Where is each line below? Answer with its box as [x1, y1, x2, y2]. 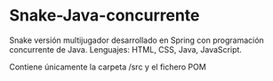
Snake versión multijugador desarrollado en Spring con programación [9, 35, 264, 45]
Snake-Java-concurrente [9, 5, 200, 26]
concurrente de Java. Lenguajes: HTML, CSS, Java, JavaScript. [9, 44, 243, 54]
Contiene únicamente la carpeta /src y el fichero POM [9, 61, 206, 72]
